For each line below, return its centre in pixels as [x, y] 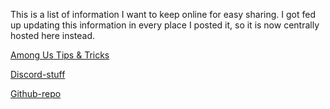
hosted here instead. [53, 35]
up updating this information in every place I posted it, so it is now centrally [165, 25]
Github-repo [36, 93]
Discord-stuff [38, 74]
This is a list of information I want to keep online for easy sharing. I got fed [163, 14]
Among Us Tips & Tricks [60, 55]
